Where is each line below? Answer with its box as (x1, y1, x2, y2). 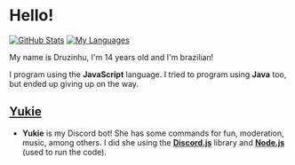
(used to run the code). (21, 146, 107, 157)
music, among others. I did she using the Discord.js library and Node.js (21, 137, 285, 147)
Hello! (9, 5, 54, 26)
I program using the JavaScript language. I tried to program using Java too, (9, 68, 287, 80)
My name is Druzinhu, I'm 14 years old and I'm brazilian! (9, 51, 214, 62)
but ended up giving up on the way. (9, 78, 140, 89)
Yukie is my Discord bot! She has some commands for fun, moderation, (21, 128, 284, 138)
